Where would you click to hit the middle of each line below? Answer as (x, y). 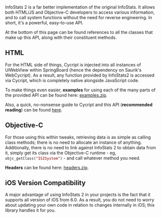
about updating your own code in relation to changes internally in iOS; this (80, 205)
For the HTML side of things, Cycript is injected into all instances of (73, 65)
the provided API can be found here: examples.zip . (56, 95)
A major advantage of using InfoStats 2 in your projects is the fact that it (78, 195)
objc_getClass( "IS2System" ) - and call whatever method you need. (73, 158)
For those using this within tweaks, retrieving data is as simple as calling (78, 137)
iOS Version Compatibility (45, 183)
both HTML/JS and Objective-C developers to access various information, (80, 12)
